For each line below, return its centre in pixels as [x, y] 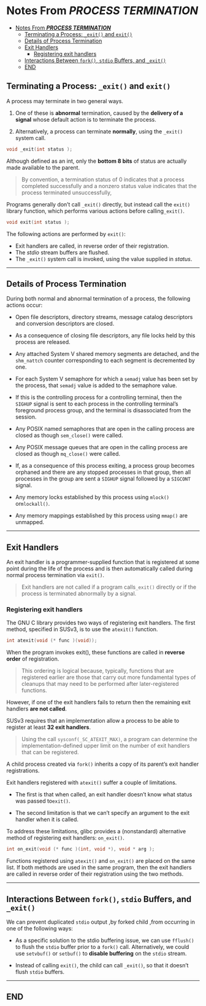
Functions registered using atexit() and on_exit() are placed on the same [101, 861]
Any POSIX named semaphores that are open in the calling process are [105, 429]
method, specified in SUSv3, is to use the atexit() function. [82, 629]
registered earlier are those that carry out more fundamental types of [109, 677]
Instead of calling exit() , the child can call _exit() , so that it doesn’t [102, 965]
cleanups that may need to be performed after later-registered [100, 684]
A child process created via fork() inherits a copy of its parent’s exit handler [103, 764]
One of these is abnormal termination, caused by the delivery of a [99, 113]
